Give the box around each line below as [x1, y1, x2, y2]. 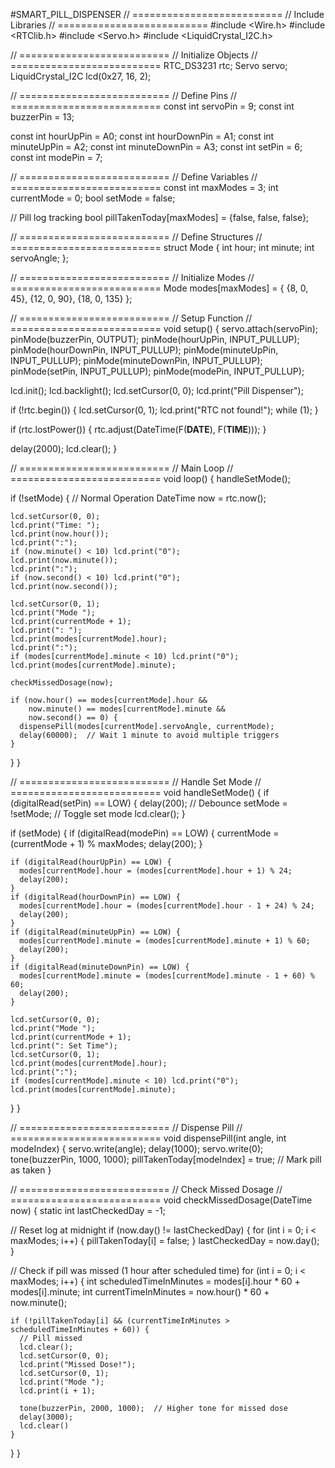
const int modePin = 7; [10, 152, 103, 163]
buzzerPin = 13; [10, 111, 75, 123]
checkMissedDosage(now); [10, 678, 114, 688]
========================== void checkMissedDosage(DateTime [10, 1194, 313, 1206]
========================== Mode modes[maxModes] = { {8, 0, [10, 282, 309, 294]
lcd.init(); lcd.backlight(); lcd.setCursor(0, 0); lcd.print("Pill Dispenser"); [10, 385, 304, 396]
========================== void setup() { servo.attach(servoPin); [10, 323, 319, 334]
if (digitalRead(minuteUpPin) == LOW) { [10, 927, 182, 937]
